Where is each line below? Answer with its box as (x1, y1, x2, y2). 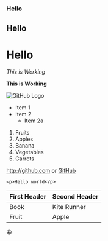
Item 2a (24, 117, 44, 124)
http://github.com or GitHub (6, 167, 76, 175)
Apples (15, 135, 34, 143)
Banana (15, 142, 35, 149)
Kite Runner (52, 203, 87, 211)
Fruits (15, 129, 30, 136)
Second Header (52, 192, 99, 201)
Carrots (15, 155, 35, 162)
